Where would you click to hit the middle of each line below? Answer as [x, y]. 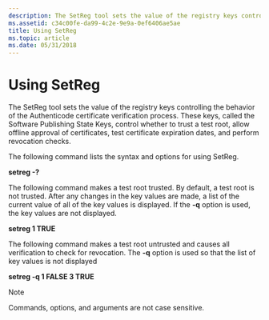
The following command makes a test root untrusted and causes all [119, 244]
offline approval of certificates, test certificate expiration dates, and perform [134, 133]
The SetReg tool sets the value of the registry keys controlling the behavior [132, 107]
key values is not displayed [53, 262]
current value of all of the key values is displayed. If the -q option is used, [129, 205]
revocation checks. [40, 142]
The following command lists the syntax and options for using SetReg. [124, 157]
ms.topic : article [39, 38]
